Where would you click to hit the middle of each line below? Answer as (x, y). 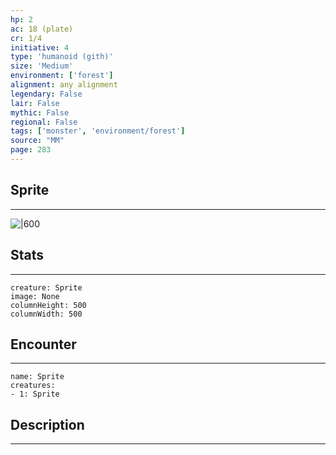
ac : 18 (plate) (42, 29)
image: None (35, 296)
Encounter (43, 344)
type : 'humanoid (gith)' (62, 57)
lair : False (35, 103)
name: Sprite (37, 377)
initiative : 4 (40, 47)
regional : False (44, 122)
